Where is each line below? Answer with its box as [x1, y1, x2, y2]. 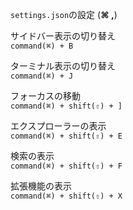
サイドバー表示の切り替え [10, 30, 116, 42]
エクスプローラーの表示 [10, 120, 107, 132]
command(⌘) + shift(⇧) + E [10, 131, 123, 141]
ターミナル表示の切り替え [10, 60, 116, 72]
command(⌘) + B [10, 41, 74, 51]
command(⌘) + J [10, 71, 74, 81]
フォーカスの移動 [10, 90, 81, 102]
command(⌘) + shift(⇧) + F [10, 161, 123, 171]
